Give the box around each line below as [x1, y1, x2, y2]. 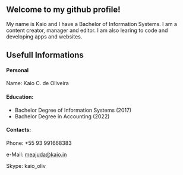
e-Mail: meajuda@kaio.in [6, 151, 67, 158]
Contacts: [6, 127, 31, 134]
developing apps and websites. [6, 33, 83, 40]
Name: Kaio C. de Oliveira [6, 80, 70, 87]
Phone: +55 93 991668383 [6, 139, 72, 147]
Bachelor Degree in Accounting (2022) [14, 112, 110, 120]
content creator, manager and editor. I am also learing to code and [6, 27, 168, 34]
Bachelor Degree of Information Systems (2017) [14, 106, 132, 114]
